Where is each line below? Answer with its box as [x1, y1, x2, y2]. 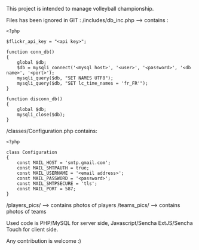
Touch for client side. [6, 226, 59, 233]
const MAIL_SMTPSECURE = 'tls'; [17, 181, 97, 187]
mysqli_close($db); [17, 112, 66, 118]
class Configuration [6, 149, 58, 155]
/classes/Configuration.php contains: [6, 128, 97, 134]
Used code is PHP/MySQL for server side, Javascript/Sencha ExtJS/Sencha [6, 220, 193, 226]
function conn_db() [6, 49, 55, 55]
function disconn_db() [6, 96, 63, 102]
